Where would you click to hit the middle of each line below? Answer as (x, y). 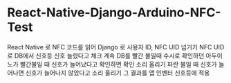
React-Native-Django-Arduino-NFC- (114, 13)
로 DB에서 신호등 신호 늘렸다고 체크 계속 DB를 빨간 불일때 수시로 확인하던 (106, 56)
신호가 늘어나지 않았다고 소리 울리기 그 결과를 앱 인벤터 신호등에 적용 (118, 73)
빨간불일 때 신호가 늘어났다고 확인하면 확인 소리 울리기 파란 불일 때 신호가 (119, 64)
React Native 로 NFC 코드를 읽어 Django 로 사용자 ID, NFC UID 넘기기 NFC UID (116, 47)
